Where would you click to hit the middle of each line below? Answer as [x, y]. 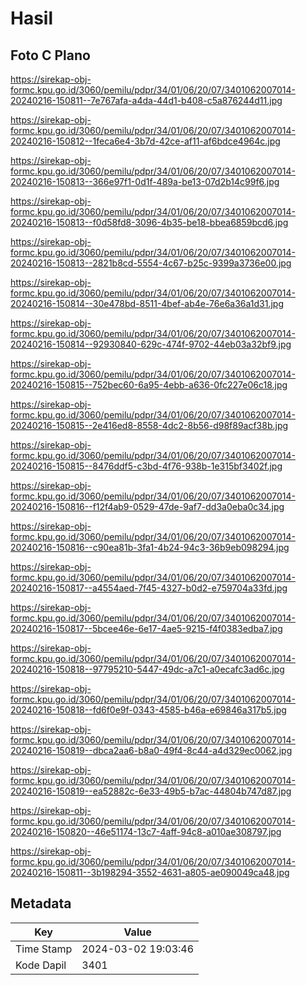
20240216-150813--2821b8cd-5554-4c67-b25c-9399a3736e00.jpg [151, 263]
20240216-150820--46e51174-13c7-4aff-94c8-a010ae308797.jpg [146, 831]
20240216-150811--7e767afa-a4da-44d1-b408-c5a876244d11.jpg [146, 100]
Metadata [41, 903]
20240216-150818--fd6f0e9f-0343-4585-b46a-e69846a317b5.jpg [148, 710]
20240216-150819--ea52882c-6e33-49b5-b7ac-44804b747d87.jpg [151, 791]
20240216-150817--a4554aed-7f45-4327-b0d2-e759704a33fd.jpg [149, 588]
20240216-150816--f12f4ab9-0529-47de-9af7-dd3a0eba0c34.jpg [147, 506]
